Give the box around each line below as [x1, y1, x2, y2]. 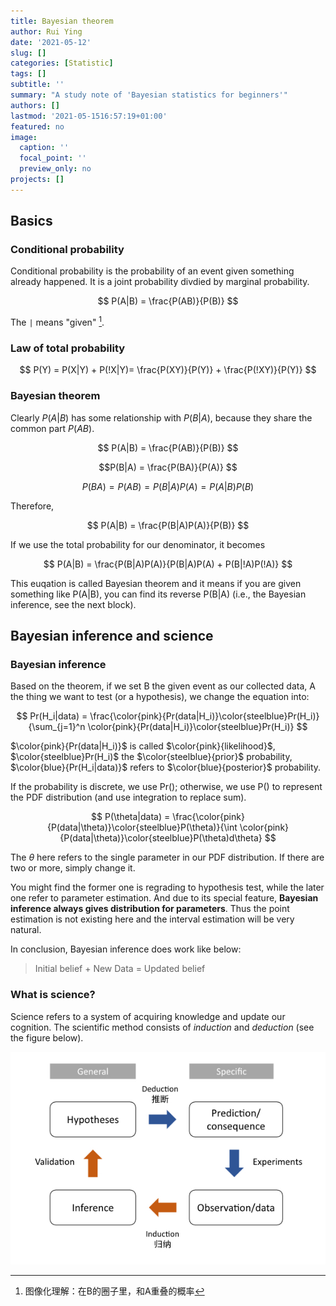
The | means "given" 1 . [10, 315, 105, 329]
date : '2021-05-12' [10, 37, 92, 47]
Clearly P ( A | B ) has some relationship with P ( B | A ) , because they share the [10, 411, 313, 424]
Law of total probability [10, 341, 126, 355]
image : [10, 132, 38, 142]
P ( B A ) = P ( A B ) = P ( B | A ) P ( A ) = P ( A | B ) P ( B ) [81, 480, 255, 492]
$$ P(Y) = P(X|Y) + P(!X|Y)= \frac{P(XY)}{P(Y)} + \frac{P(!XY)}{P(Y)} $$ [19, 364, 317, 376]
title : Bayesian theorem [10, 16, 114, 26]
